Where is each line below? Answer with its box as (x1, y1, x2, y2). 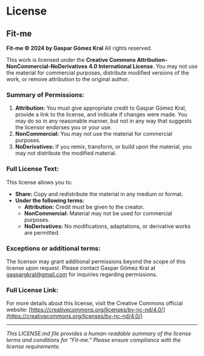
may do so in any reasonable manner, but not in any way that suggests (15, 117, 192, 125)
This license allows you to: (6, 178, 73, 186)
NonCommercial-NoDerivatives (6, 62, 88, 70)
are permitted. (24, 229, 60, 236)
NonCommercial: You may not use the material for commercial (15, 130, 173, 138)
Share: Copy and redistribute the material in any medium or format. (15, 190, 183, 198)
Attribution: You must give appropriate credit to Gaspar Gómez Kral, (15, 104, 186, 112)
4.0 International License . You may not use (88, 62, 198, 70)
